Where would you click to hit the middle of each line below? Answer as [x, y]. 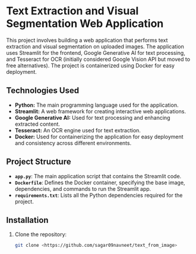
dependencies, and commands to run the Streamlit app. [83, 188]
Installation [27, 220]
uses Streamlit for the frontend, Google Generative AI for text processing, [96, 52]
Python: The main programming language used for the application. [97, 105]
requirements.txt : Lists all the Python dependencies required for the [99, 195]
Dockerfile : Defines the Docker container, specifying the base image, [100, 182]
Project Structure [39, 162]
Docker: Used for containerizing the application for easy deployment [99, 137]
